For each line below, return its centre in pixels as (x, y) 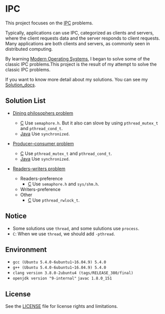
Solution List (25, 101)
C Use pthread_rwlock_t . (54, 200)
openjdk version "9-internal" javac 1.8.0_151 (62, 278)
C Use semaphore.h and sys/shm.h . (63, 184)
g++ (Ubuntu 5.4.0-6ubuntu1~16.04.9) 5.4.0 (59, 268)
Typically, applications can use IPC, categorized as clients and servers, (79, 33)
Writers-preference (40, 189)
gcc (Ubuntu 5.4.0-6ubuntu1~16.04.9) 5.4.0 (59, 262)
